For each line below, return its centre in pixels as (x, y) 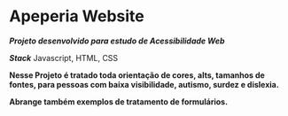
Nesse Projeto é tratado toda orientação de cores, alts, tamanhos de (137, 75)
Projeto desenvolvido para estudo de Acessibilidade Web (117, 41)
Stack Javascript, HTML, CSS (64, 58)
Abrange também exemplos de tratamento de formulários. (119, 101)
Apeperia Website (77, 16)
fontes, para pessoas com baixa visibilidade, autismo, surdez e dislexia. (144, 84)
